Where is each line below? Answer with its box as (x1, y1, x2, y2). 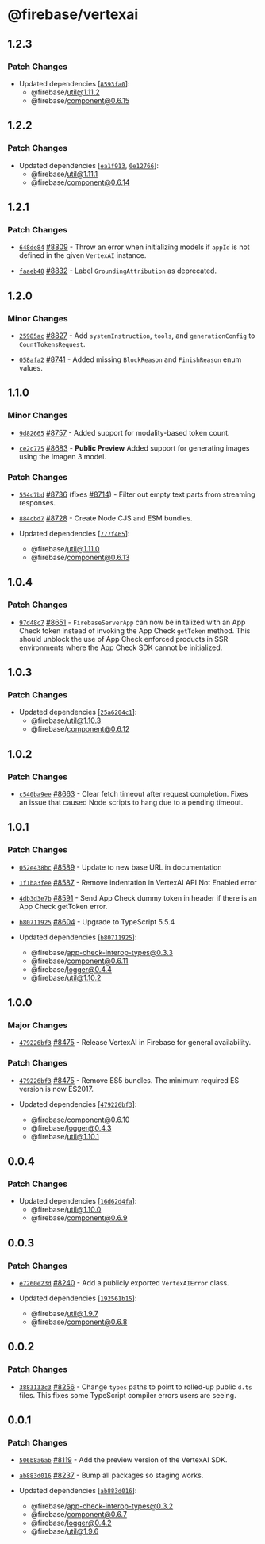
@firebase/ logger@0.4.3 (30, 1123, 112, 1132)
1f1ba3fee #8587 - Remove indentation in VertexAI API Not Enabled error (18, 878, 257, 887)
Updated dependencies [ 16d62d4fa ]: (18, 1196, 137, 1206)
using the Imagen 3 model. (18, 451, 106, 461)
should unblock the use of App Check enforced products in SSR (18, 634, 229, 643)
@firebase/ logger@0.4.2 (30, 1518, 112, 1528)
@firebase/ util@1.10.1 (30, 1131, 100, 1141)
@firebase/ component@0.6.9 (30, 1213, 128, 1223)
